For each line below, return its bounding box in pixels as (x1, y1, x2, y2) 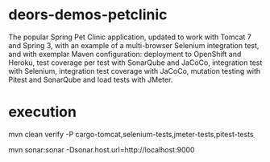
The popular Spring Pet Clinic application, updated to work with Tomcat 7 (8, 32, 251, 42)
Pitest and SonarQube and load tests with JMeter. (8, 75, 173, 84)
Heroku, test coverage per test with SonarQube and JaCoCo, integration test (8, 58, 263, 67)
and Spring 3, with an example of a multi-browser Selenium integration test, (8, 40, 260, 50)
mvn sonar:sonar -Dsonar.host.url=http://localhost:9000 (8, 144, 195, 154)
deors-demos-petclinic (8, 6, 168, 24)
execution (8, 103, 77, 121)
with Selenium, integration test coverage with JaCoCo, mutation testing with (8, 66, 261, 75)
